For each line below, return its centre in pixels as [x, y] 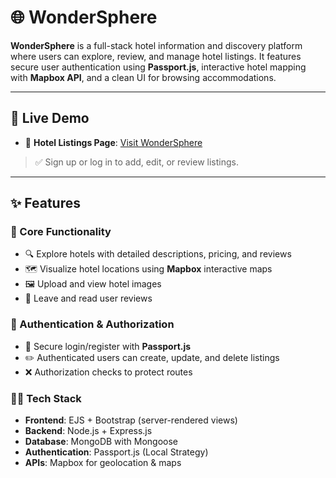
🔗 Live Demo [50, 118]
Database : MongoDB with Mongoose [101, 442]
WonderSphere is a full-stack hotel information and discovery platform [156, 45]
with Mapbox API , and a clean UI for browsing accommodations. [143, 77]
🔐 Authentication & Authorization [92, 324]
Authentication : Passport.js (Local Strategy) [116, 452]
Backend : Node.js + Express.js [88, 431]
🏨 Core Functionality [61, 232]
